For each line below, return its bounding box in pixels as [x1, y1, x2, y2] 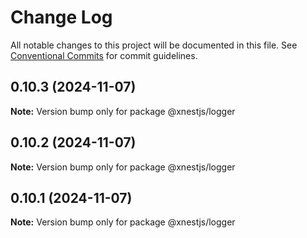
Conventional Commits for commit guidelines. [10, 49, 198, 61]
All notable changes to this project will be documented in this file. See [10, 39, 298, 51]
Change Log [10, 6, 113, 29]
